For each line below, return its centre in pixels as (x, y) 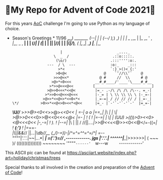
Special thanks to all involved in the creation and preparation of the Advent (80, 167)
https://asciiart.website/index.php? (102, 152)
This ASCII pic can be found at (36, 152)
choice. (13, 28)
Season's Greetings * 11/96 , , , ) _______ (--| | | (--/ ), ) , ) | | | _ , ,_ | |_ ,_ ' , (82, 38)
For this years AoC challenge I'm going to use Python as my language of (77, 23)
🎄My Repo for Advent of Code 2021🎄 (80, 10)
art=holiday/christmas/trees (33, 158)
